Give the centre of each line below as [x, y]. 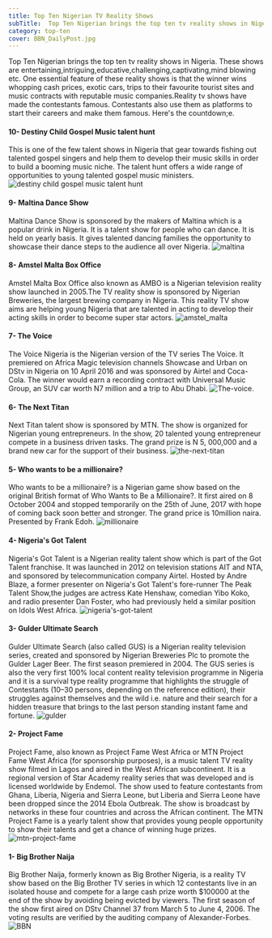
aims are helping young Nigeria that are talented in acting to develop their [131, 309]
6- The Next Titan [39, 407]
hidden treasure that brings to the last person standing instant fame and [128, 706]
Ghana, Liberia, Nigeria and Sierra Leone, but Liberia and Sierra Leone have [134, 795]
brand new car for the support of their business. [88, 451]
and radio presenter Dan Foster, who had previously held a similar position [132, 601]
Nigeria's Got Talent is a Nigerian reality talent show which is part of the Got [135, 558]
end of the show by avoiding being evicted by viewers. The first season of [132, 901]
